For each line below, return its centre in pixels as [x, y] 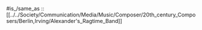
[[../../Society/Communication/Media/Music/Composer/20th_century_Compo [101, 15]
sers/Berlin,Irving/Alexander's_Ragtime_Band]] [64, 21]
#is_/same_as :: [25, 9]
